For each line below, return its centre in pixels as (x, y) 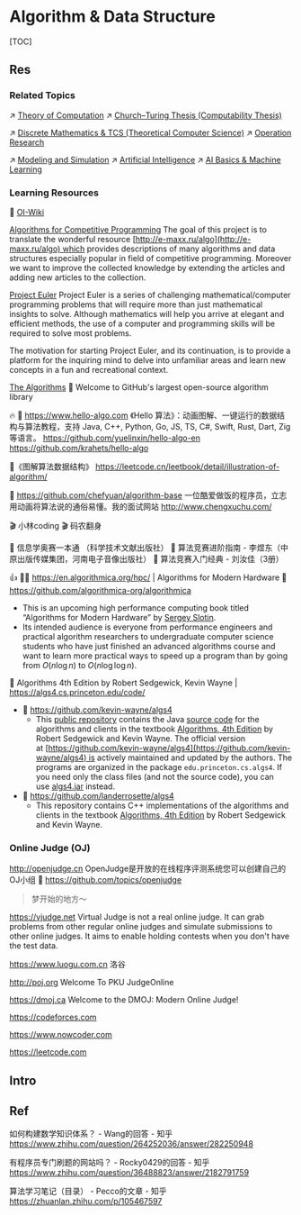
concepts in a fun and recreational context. (89, 369)
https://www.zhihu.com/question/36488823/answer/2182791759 (129, 1173)
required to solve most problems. (71, 333)
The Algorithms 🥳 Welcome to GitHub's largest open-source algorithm (139, 387)
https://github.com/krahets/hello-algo (79, 448)
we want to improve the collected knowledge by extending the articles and (147, 267)
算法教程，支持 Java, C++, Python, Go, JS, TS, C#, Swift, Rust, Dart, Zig (158, 426)
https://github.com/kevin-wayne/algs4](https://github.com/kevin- (169, 748)
